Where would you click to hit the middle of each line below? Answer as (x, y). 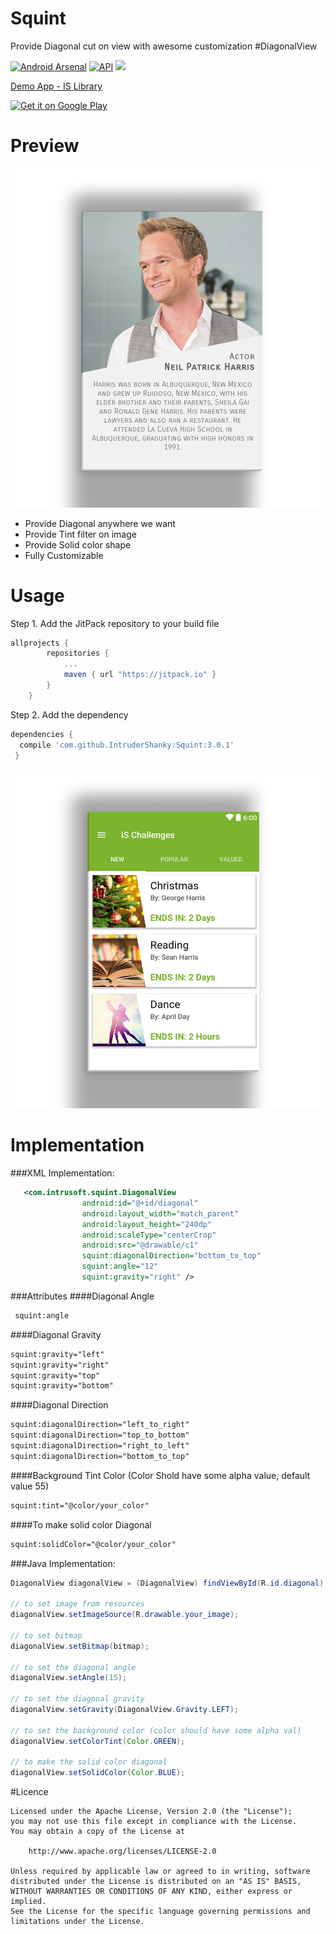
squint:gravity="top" (55, 1375)
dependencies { (42, 734)
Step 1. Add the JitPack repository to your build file (115, 623)
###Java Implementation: (63, 1563)
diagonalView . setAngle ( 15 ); (69, 1678)
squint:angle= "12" (120, 1267)
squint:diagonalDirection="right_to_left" (100, 1446)
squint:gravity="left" (57, 1354)
